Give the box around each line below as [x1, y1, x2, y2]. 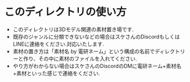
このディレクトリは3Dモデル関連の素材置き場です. [12, 26, 134, 33]
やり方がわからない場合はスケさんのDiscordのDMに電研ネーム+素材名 [12, 62, 182, 69]
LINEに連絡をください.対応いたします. [12, 40, 105, 47]
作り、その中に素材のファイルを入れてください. [23, 55, 137, 62]
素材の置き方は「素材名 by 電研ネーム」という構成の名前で [12, 47, 155, 54]
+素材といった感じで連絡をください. [12, 70, 101, 77]
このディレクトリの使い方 [4, 5, 127, 19]
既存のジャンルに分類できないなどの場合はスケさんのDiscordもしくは [12, 33, 180, 40]
